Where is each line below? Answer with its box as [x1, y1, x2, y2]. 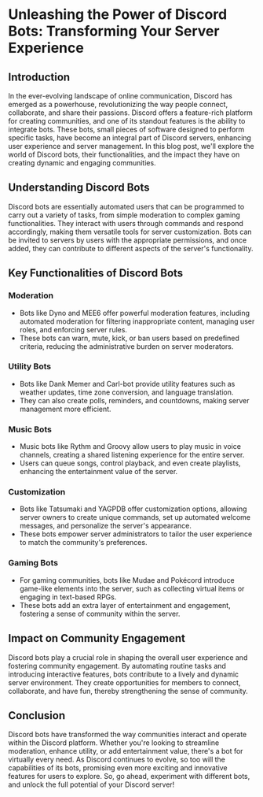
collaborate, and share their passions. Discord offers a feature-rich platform [8, 108, 254, 117]
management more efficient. [19, 404, 111, 413]
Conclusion [8, 709, 66, 722]
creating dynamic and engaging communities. [8, 158, 156, 167]
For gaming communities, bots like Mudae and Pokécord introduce [19, 575, 235, 584]
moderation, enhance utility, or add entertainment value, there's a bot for [8, 747, 243, 756]
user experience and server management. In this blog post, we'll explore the [8, 142, 254, 150]
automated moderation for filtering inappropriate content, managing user [19, 317, 255, 326]
